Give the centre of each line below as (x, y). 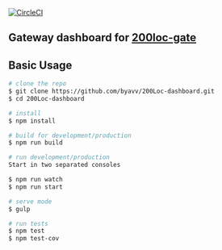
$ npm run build (36, 143)
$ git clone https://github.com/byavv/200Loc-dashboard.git (112, 92)
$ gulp (19, 209)
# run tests (28, 223)
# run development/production (59, 157)
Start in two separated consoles (65, 165)
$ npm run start (36, 187)
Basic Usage (40, 65)
